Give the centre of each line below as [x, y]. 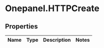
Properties [21, 26]
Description [57, 40]
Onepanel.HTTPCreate [52, 8]
